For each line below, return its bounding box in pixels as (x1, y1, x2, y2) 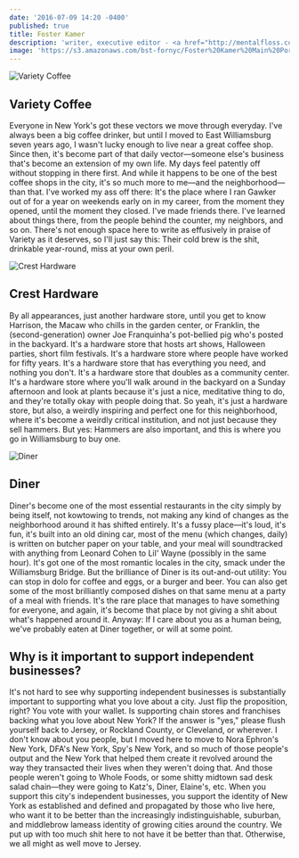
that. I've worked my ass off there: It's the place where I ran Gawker (27, 186, 277, 197)
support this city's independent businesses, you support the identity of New (9, 791, 288, 802)
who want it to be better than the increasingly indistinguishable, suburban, (9, 810, 282, 821)
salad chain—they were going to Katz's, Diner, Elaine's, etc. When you (9, 781, 267, 792)
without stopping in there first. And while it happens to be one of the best (9, 167, 278, 178)
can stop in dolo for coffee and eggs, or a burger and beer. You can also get (9, 576, 287, 587)
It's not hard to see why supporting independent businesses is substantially (9, 687, 287, 697)
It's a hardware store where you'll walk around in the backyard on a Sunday (9, 376, 287, 387)
